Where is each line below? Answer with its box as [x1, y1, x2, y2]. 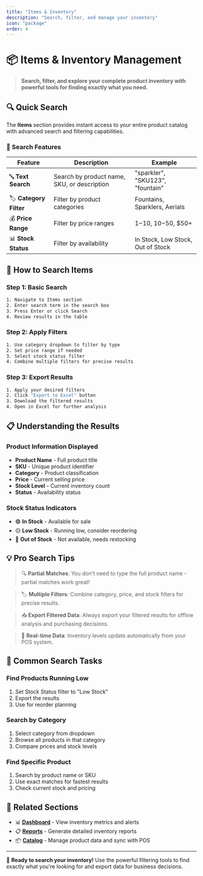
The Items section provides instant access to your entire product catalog [6, 121, 188, 128]
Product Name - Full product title [14, 456, 98, 463]
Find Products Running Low [6, 674, 89, 682]
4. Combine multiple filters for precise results [6, 359, 134, 365]
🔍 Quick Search [6, 102, 68, 112]
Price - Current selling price [14, 476, 85, 483]
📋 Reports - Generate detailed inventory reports [14, 827, 137, 835]
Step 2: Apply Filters [6, 328, 68, 337]
